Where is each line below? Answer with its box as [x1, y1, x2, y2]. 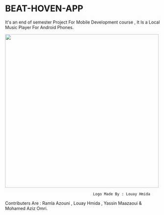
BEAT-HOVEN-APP [5, 3, 83, 14]
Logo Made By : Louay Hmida [93, 191, 151, 196]
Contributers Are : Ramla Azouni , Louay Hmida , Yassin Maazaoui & [5, 200, 142, 206]
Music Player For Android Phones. [5, 24, 74, 30]
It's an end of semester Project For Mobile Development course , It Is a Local [5, 19, 160, 25]
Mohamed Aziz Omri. [5, 205, 48, 211]
